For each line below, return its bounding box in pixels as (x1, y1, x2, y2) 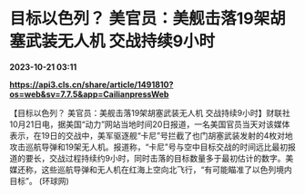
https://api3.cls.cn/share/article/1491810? (9, 79, 174, 90)
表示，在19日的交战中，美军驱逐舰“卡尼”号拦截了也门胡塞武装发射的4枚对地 (9, 130, 293, 141)
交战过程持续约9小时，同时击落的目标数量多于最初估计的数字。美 (48, 152, 294, 163)
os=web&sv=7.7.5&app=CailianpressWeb (9, 88, 169, 100)
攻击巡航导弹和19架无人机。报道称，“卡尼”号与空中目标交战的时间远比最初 (9, 141, 289, 152)
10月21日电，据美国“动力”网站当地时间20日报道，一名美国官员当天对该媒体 (9, 119, 290, 130)
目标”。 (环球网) (9, 175, 70, 186)
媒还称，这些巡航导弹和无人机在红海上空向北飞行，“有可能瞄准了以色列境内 (9, 164, 293, 175)
